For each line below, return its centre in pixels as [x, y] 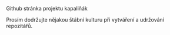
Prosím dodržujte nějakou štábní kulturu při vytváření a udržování [85, 20]
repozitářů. [19, 26]
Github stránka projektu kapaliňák [47, 8]
